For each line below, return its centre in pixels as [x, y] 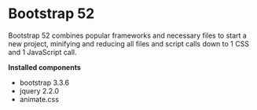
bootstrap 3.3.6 [44, 82]
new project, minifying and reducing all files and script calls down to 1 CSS [129, 43]
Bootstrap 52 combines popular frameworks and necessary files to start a [128, 35]
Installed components [44, 67]
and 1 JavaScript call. [42, 52]
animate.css [39, 99]
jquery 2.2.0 [39, 90]
